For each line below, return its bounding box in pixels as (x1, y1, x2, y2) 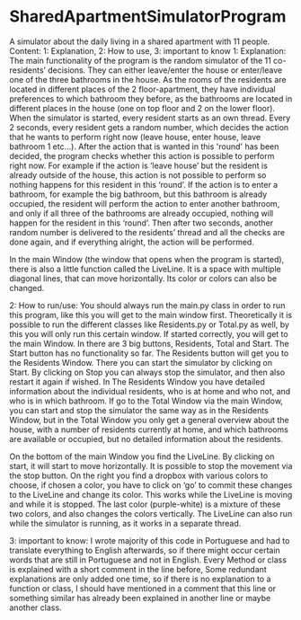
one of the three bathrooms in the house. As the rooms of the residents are (9, 74, 287, 84)
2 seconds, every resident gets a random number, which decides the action (9, 121, 289, 132)
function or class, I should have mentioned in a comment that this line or (9, 582, 277, 594)
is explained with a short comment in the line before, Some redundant (9, 563, 267, 574)
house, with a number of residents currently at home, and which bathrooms (9, 424, 289, 435)
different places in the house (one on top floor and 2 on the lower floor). (9, 102, 276, 113)
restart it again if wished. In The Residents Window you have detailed (9, 376, 265, 387)
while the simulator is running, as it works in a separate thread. (9, 518, 242, 528)
